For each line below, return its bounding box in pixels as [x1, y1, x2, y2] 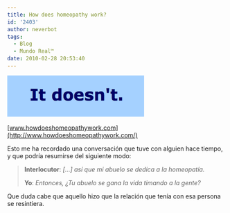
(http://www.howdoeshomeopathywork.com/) [7, 130, 138, 139]
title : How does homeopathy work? [7, 11, 107, 18]
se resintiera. [7, 199, 45, 207]
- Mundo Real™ [13, 48, 54, 55]
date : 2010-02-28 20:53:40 [7, 56, 85, 62]
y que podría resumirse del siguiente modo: [7, 151, 132, 160]
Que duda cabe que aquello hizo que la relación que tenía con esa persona [7, 191, 221, 201]
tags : [7, 33, 23, 40]
